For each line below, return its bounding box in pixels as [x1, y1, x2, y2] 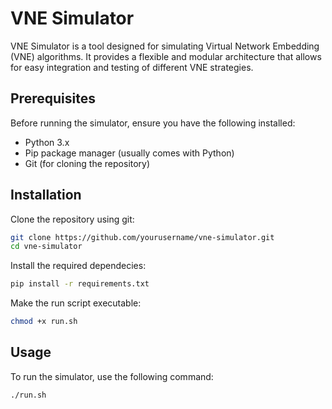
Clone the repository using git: [10, 213, 135, 225]
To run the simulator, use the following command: [10, 370, 214, 382]
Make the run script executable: [10, 297, 142, 309]
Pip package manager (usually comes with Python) [24, 147, 235, 159]
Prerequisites [10, 90, 96, 107]
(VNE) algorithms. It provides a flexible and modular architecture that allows [10, 50, 322, 62]
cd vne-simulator [10, 242, 83, 252]
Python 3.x [24, 136, 70, 148]
